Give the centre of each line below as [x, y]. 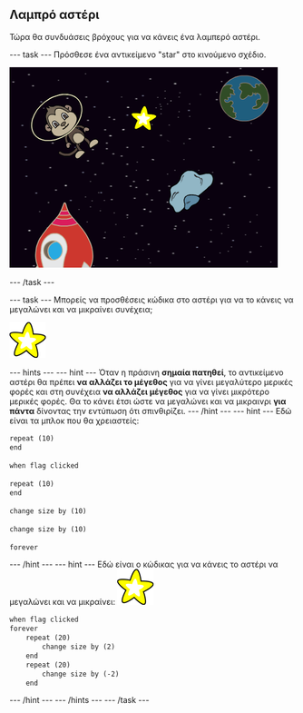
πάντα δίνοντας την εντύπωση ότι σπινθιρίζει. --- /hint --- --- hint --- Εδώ [151, 411]
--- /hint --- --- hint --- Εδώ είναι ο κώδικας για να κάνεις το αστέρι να [144, 564]
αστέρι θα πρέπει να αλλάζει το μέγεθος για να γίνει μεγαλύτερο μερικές [151, 381]
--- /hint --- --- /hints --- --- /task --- [79, 699]
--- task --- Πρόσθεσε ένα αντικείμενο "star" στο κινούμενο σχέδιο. [138, 54]
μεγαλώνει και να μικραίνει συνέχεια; [81, 309]
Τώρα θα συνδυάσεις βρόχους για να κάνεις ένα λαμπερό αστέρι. [135, 36]
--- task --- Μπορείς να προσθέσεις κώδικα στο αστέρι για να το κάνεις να [151, 300]
